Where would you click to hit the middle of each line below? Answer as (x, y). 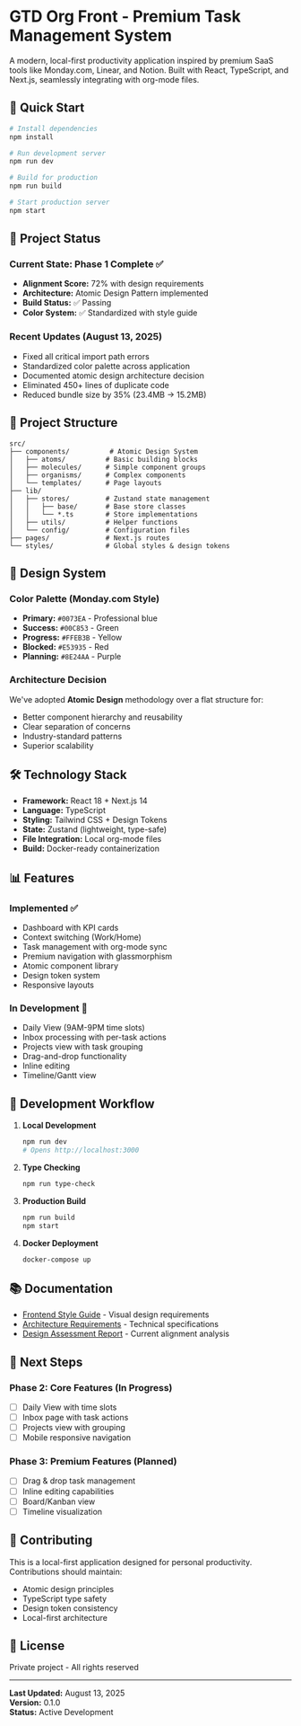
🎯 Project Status (55, 239)
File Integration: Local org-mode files (92, 839)
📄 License (37, 1646)
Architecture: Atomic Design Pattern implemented (115, 293)
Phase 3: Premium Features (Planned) (93, 1462)
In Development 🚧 (48, 1008)
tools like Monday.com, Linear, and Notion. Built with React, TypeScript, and (149, 70)
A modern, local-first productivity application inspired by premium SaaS (142, 60)
